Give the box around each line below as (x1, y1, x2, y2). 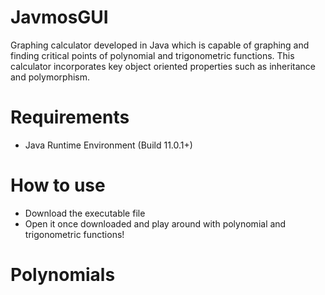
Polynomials (10, 264, 116, 286)
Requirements (10, 106, 130, 129)
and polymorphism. (10, 71, 91, 83)
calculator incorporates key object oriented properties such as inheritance (10, 60, 316, 72)
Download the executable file (24, 207, 146, 219)
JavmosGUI (10, 6, 109, 29)
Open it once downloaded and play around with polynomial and (24, 217, 287, 230)
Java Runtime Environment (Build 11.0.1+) (24, 139, 193, 151)
